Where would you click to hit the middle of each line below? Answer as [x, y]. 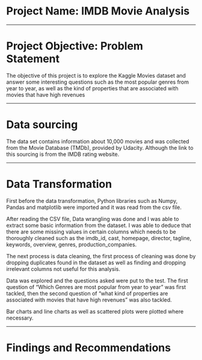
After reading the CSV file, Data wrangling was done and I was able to [93, 219]
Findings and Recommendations [89, 348]
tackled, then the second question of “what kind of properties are [87, 293]
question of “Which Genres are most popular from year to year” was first [96, 287]
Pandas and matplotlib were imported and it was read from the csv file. [94, 207]
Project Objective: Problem [75, 46]
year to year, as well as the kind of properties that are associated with [92, 88]
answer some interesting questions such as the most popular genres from [98, 82]
